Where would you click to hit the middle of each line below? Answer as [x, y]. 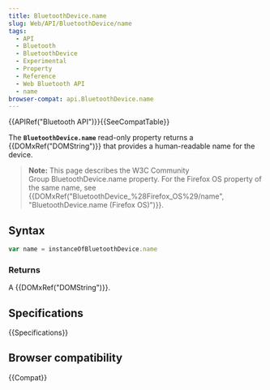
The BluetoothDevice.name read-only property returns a [101, 138]
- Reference [36, 76]
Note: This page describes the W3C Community [109, 170]
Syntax [27, 231]
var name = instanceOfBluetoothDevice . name [83, 249]
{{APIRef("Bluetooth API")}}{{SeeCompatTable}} [89, 122]
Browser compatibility [66, 358]
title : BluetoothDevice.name [58, 16]
